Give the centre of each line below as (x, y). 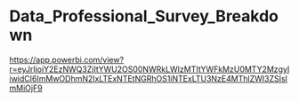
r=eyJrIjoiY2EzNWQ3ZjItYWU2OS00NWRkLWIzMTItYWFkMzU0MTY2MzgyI (149, 69)
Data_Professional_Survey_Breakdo (144, 16)
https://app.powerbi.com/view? (67, 59)
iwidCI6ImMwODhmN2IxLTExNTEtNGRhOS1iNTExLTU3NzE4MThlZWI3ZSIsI (148, 78)
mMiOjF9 (26, 88)
